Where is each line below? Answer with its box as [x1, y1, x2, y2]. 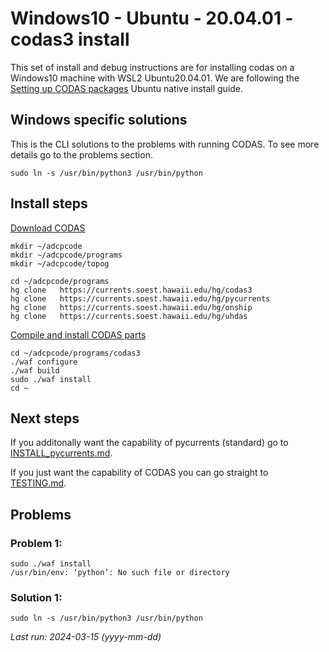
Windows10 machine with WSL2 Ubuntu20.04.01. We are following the [10, 72, 300, 84]
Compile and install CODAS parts [10, 328, 147, 341]
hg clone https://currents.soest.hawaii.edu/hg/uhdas [10, 311, 248, 321]
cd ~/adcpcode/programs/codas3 [10, 348, 141, 358]
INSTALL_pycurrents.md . [10, 447, 113, 459]
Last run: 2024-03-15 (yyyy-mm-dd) [10, 631, 162, 643]
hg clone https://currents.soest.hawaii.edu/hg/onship [10, 302, 253, 312]
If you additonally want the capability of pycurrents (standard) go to [10, 437, 289, 449]
